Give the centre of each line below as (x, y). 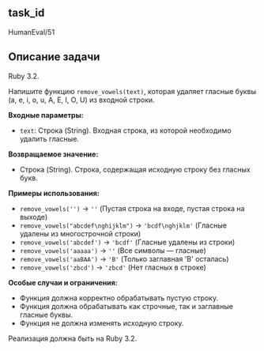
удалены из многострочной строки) (80, 233)
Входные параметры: (46, 115)
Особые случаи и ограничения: (63, 282)
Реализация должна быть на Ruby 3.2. (73, 338)
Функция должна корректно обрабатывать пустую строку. (119, 298)
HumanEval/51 (32, 32)
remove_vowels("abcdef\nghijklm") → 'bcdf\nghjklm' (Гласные (123, 225)
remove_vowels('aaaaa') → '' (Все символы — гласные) (113, 250)
